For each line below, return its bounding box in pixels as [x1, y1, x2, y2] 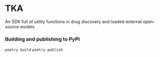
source [5, 23, 19, 29]
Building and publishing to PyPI [5, 35, 80, 42]
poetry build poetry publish [5, 47, 63, 53]
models [20, 23, 35, 29]
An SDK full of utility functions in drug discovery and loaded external [5, 19, 142, 24]
